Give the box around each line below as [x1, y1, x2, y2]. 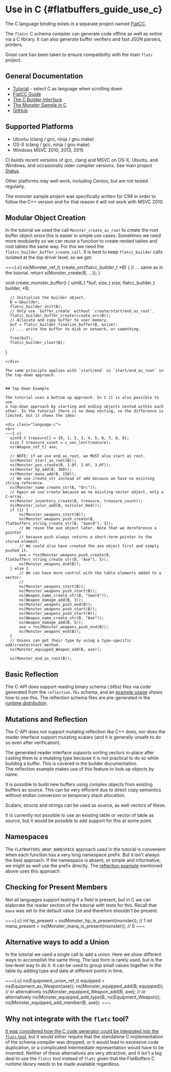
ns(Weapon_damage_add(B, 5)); [18, 620, 83, 625]
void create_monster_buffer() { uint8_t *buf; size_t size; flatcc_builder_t [5, 280, 155, 286]
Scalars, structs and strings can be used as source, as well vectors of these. [5, 802, 166, 808]
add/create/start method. [5, 643, 60, 648]
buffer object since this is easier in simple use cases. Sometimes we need [5, 232, 161, 239]
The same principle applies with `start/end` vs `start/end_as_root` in [5, 368, 164, 373]
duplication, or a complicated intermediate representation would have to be [5, 1045, 164, 1051]
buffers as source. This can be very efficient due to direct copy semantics [5, 787, 161, 793]
